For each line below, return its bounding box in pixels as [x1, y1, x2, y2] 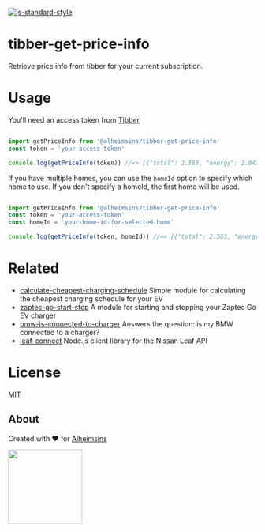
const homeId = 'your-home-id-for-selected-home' [8, 218, 175, 227]
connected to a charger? [19, 327, 100, 337]
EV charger [19, 311, 57, 320]
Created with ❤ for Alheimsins [8, 433, 108, 443]
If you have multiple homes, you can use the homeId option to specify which [8, 173, 253, 183]
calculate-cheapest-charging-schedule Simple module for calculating [19, 285, 246, 295]
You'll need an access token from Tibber [8, 115, 140, 124]
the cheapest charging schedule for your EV [19, 293, 163, 304]
